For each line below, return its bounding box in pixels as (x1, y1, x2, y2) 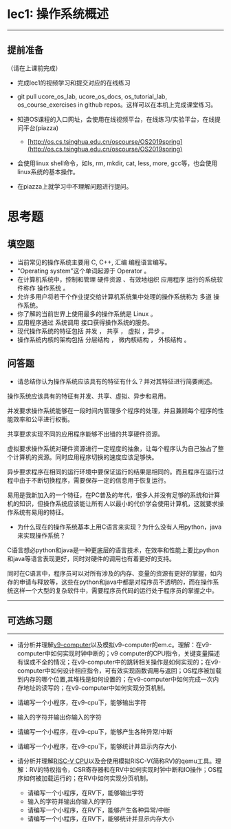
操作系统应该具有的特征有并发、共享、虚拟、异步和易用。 (7, 392, 170, 400)
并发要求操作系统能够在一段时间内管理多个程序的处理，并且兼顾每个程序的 (7, 406, 218, 414)
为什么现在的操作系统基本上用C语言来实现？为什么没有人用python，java (16, 523, 222, 531)
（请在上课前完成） (7, 63, 62, 72)
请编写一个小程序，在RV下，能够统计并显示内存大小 (27, 815, 175, 823)
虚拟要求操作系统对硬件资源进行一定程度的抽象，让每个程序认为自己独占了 (7, 444, 218, 452)
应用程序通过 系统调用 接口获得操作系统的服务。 (16, 318, 153, 326)
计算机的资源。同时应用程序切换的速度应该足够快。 (12, 452, 158, 461)
